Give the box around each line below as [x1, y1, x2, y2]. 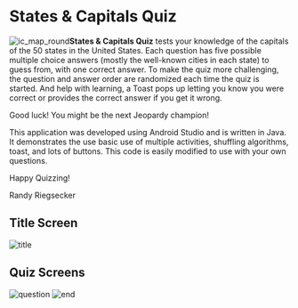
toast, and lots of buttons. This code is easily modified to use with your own [9, 145, 286, 157]
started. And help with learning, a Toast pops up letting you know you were [9, 83, 285, 93]
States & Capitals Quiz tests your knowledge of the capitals [69, 36, 289, 46]
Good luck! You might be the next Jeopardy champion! [9, 109, 209, 120]
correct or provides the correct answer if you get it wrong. [9, 92, 222, 103]
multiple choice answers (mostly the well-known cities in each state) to [9, 54, 270, 65]
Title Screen [9, 215, 78, 231]
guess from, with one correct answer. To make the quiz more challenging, [9, 64, 279, 75]
